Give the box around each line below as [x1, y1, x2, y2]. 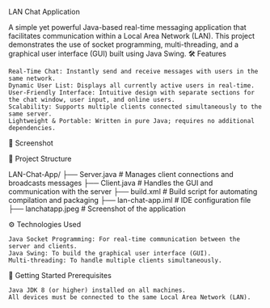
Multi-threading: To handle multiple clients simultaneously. [8, 256, 222, 264]
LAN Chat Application [8, 7, 81, 16]
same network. [8, 74, 57, 82]
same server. [8, 110, 53, 118]
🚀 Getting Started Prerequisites [8, 271, 112, 280]
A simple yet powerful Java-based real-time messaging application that [8, 23, 247, 32]
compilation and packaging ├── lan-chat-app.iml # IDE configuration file [8, 196, 251, 205]
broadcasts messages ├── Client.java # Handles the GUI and [8, 178, 213, 188]
